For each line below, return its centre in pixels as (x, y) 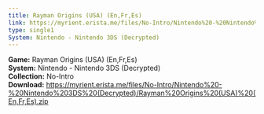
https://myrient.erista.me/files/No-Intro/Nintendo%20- (134, 85)
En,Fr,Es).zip (28, 101)
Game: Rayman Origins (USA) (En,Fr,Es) (73, 60)
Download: (26, 85)
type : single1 (31, 30)
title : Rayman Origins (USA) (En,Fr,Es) (75, 15)
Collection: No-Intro (41, 76)
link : (17, 23)
